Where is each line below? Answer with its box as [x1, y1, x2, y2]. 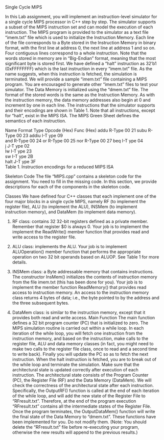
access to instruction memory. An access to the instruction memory [12, 289, 149, 295]
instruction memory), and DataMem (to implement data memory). [5, 209, 137, 215]
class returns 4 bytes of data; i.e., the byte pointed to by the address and [12, 295, 160, 301]
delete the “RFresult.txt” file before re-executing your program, [12, 424, 140, 430]
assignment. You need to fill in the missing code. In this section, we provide [5, 179, 157, 184]
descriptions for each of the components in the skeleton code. [5, 184, 131, 189]
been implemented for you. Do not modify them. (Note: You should [12, 419, 147, 425]
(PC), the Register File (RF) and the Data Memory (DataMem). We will [12, 377, 152, 383]
